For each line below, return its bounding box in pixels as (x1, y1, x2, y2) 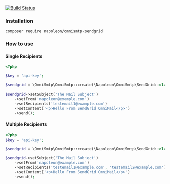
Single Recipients (5, 53, 43, 59)
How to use (5, 40, 34, 48)
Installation (5, 17, 34, 24)
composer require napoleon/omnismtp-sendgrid (5, 29, 103, 34)
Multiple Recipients (5, 121, 47, 127)
